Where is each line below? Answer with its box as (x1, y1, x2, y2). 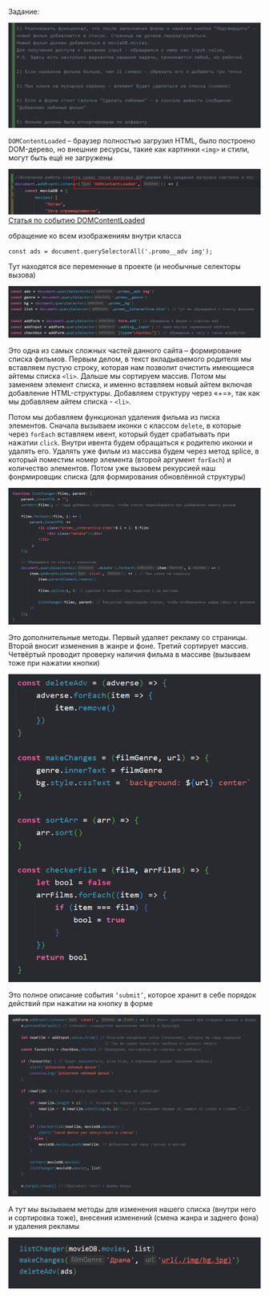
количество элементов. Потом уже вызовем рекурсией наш (8, 463, 216, 473)
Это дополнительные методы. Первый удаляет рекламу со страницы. (8, 632, 248, 642)
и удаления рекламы (8, 1221, 80, 1231)
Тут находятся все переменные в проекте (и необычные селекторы (8, 261, 241, 271)
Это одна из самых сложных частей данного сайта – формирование (8, 345, 242, 355)
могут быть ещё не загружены (8, 152, 114, 163)
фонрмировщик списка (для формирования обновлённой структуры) (8, 472, 246, 481)
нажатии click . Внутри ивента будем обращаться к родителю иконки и (8, 437, 253, 447)
